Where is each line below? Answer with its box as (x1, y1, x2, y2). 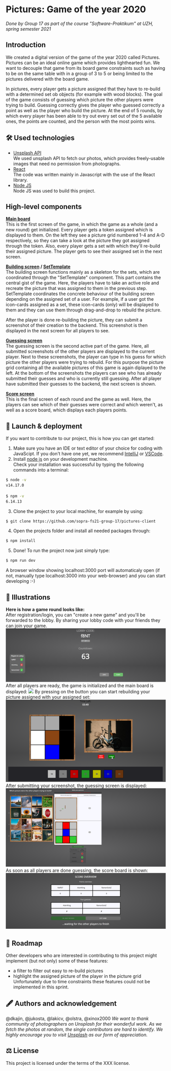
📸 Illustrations (6, 593, 51, 602)
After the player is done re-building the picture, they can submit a (6, 317, 143, 323)
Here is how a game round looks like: (6, 607, 85, 612)
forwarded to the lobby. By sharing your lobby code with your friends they (6, 617, 160, 623)
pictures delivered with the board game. (6, 75, 89, 82)
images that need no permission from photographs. (13, 161, 121, 167)
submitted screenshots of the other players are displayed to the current (6, 348, 155, 355)
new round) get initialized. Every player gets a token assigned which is (6, 227, 153, 233)
